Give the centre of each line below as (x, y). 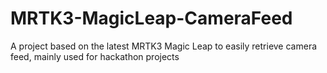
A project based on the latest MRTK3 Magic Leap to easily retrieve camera (164, 46)
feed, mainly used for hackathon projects (95, 56)
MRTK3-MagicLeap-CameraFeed (151, 18)
